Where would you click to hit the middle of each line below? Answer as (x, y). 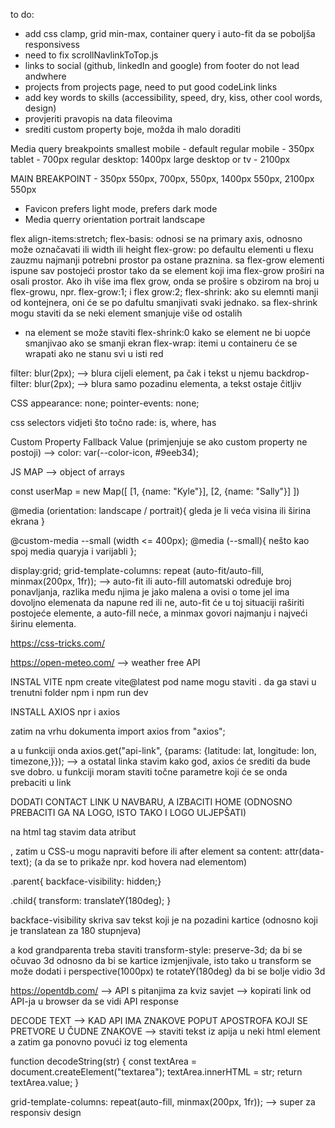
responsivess (52, 44)
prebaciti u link (41, 782)
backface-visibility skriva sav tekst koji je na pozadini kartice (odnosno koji (164, 920)
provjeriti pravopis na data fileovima (98, 118)
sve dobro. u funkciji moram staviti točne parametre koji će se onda (149, 772)
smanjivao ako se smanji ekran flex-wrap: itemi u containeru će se (161, 343)
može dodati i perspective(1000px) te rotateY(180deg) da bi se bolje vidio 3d (168, 971)
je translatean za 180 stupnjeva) (76, 930)
